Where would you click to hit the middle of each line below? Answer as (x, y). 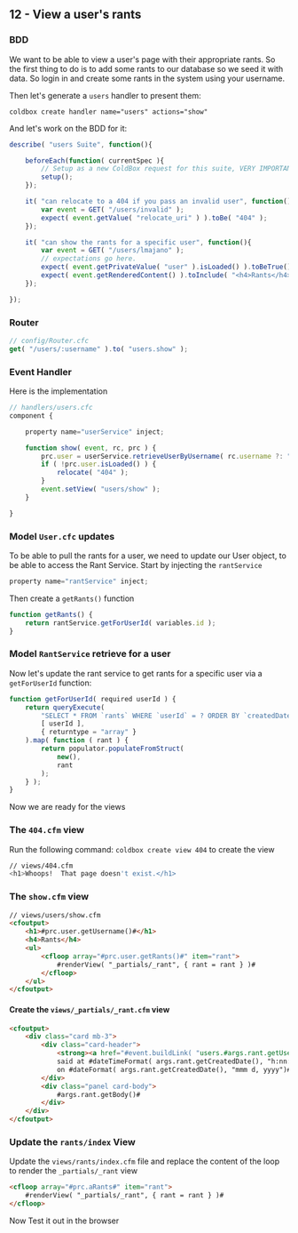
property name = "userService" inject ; (95, 432)
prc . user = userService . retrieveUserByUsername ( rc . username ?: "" (168, 456)
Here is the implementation (59, 391)
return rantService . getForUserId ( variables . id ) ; (121, 623)
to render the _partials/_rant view (74, 1171)
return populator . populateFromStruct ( (113, 749)
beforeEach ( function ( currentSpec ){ (95, 160)
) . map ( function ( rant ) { (77, 741)
